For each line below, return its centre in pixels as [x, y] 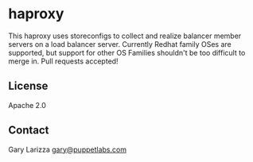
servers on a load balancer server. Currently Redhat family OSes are [120, 44]
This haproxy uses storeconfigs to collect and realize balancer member [125, 36]
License [28, 86]
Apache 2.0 [27, 105]
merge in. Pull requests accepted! [63, 61]
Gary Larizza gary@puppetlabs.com [68, 149]
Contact [29, 131]
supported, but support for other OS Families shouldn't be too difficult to [127, 52]
